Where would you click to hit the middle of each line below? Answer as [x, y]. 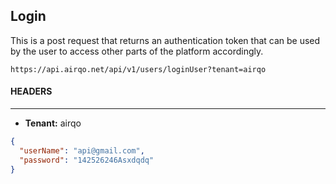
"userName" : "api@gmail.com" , [82, 150]
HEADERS [31, 91]
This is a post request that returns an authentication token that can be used [165, 40]
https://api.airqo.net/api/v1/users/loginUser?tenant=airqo [138, 69]
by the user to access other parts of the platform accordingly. [137, 51]
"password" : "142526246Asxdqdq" [87, 160]
